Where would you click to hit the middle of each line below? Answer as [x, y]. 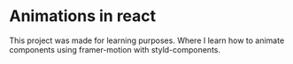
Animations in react [83, 16]
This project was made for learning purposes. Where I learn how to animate [147, 40]
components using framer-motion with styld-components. [115, 49]
